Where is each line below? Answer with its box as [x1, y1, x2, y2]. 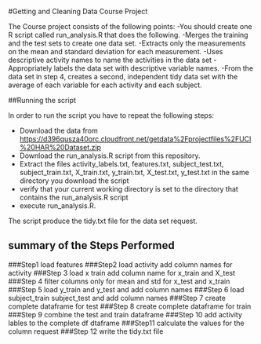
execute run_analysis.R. [19, 201, 96, 210]
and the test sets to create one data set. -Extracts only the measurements [8, 38, 246, 48]
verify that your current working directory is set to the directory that [19, 185, 239, 193]
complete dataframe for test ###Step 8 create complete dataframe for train [8, 302, 252, 311]
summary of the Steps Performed [8, 239, 175, 252]
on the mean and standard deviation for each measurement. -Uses [8, 47, 223, 56]
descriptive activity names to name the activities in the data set [8, 55, 212, 64]
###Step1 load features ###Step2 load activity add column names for [8, 259, 233, 269]
